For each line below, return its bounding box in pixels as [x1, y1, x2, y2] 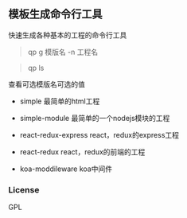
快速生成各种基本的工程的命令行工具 [8, 30, 127, 40]
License [8, 184, 40, 195]
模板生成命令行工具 [8, 7, 103, 21]
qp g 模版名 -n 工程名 [27, 47, 98, 56]
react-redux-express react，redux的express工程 [19, 130, 180, 139]
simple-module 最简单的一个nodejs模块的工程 [19, 113, 170, 123]
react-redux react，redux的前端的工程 [19, 146, 146, 157]
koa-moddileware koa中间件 [19, 164, 113, 173]
